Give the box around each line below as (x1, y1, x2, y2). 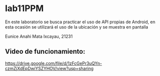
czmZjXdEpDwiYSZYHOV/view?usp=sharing (5, 65, 94, 71)
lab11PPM (5, 3, 44, 14)
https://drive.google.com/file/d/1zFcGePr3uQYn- (5, 60, 102, 66)
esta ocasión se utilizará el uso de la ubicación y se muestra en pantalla (5, 24, 148, 30)
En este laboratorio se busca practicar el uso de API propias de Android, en (5, 19, 156, 25)
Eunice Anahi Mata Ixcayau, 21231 (5, 33, 73, 39)
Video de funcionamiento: (5, 47, 86, 56)
